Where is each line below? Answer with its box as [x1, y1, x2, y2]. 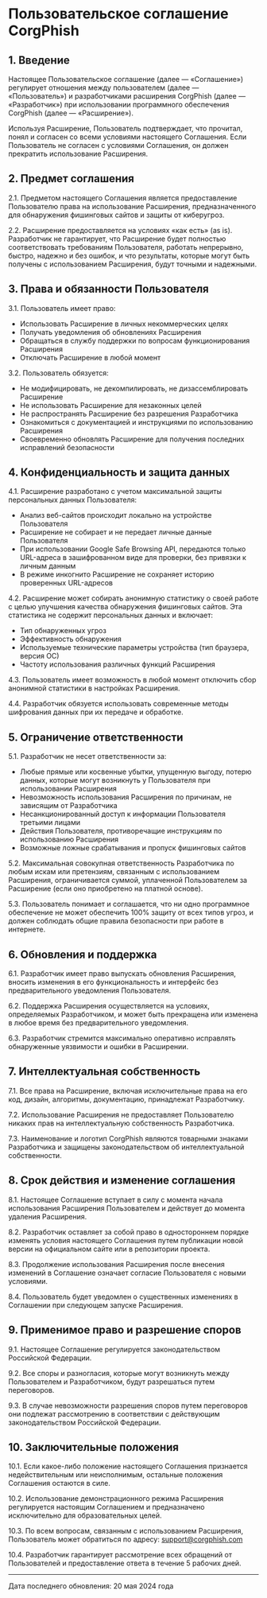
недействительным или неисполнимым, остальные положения [8, 1470, 223, 1479]
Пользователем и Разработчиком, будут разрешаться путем [8, 1377, 215, 1386]
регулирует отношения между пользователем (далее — [8, 83, 199, 92]
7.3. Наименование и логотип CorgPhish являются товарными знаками [8, 1133, 249, 1143]
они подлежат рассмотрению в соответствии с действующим [8, 1409, 220, 1418]
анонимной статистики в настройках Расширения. [8, 683, 180, 693]
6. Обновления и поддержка [8, 947, 157, 961]
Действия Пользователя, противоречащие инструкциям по [19, 826, 222, 836]
